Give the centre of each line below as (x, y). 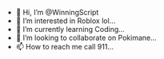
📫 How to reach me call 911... (65, 47)
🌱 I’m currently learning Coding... (70, 29)
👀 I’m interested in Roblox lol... (66, 21)
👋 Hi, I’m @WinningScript (57, 12)
